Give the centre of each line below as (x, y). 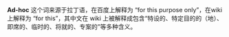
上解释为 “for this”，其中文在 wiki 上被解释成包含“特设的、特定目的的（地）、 (115, 18)
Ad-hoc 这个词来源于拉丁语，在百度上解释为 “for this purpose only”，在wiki (115, 10)
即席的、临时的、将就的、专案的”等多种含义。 (72, 27)
